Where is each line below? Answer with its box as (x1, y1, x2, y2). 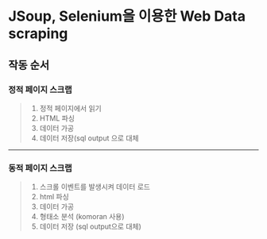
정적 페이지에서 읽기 (39, 103, 102, 113)
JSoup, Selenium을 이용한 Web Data (8, 7, 246, 25)
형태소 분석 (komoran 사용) (39, 212, 125, 222)
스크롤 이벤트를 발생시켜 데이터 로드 (39, 182, 151, 191)
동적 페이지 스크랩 (8, 162, 73, 173)
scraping (8, 25, 68, 43)
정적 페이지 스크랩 (8, 84, 73, 95)
